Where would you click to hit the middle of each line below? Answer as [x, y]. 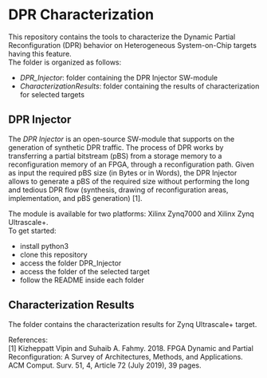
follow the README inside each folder [82, 280]
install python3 [44, 246]
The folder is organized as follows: [65, 62]
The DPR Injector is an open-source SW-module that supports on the [122, 139]
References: [28, 340]
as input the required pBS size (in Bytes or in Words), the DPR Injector [123, 172]
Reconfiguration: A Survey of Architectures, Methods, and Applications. [126, 356]
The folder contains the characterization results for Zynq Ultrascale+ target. [133, 324]
